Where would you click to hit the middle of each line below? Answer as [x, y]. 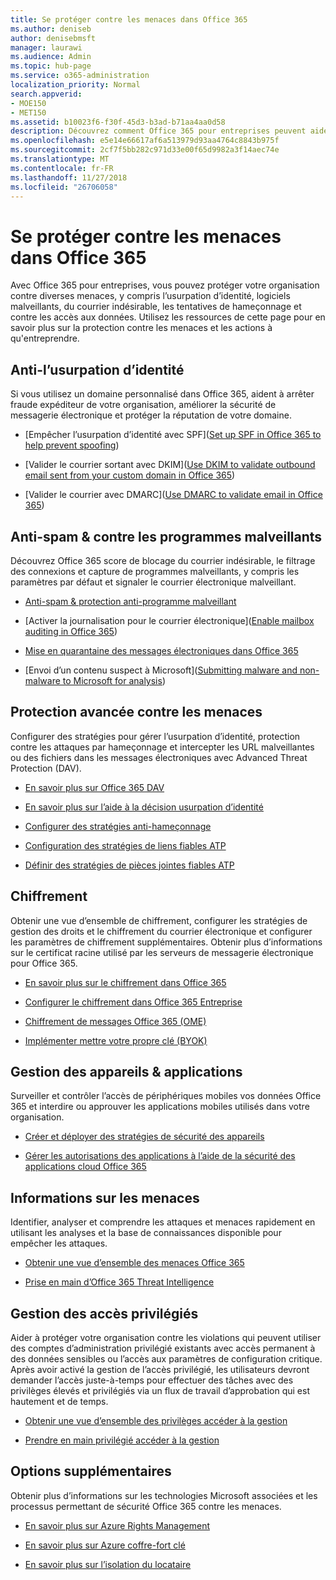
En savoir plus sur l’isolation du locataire [108, 1564]
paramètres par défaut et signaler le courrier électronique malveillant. [153, 582]
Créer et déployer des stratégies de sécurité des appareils [144, 1137]
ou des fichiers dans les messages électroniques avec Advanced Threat [159, 757]
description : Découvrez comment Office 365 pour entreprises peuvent [158, 131]
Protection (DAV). [46, 768]
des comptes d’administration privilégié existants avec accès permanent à [163, 1348]
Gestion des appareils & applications [126, 1071]
